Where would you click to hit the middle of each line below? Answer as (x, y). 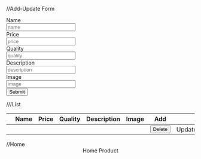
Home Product (100, 151)
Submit (17, 92)
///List (13, 104)
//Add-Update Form (31, 9)
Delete (160, 129)
